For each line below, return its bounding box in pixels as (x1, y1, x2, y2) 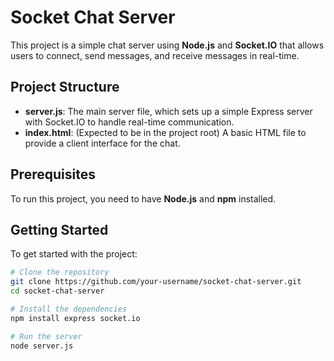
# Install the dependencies (10, 304, 128, 314)
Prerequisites (10, 166, 96, 183)
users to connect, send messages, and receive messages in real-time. (10, 49, 300, 61)
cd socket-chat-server (10, 286, 105, 296)
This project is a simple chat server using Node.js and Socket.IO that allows (10, 39, 325, 51)
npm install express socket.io (10, 313, 141, 323)
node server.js (10, 341, 74, 351)
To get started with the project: (10, 248, 138, 260)
